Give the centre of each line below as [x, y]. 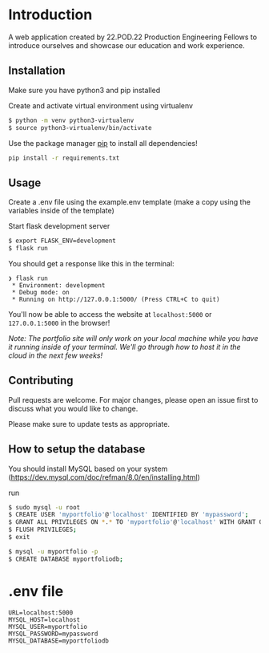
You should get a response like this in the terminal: [91, 263]
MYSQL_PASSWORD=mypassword [53, 634]
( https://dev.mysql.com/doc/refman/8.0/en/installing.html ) [104, 477]
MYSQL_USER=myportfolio [48, 627]
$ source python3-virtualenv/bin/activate [80, 128]
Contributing [41, 381]
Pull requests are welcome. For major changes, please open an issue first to [133, 400]
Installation [37, 71]
